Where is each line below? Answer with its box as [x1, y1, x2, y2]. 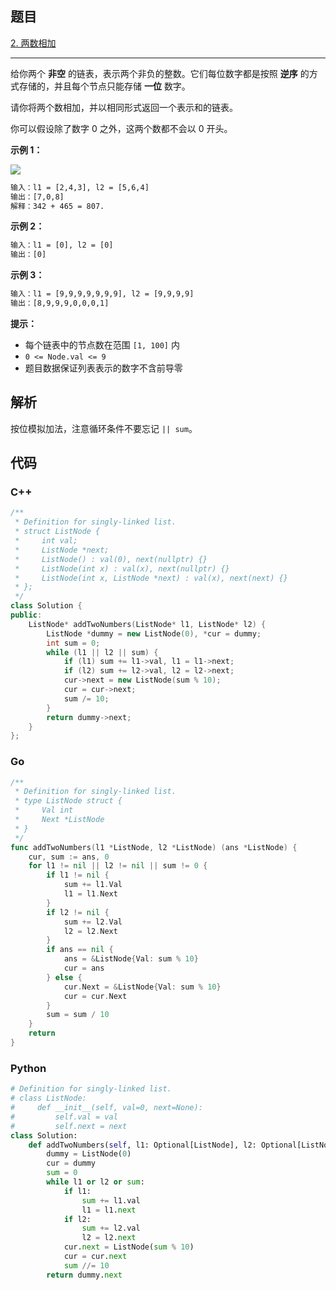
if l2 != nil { [46, 907, 110, 917]
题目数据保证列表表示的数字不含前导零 [24, 362, 183, 374]
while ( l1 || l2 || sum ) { [46, 647, 159, 657]
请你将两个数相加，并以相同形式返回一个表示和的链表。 [10, 101, 238, 113]
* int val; [14, 536, 78, 546]
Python [10, 1061, 47, 1075]
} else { [46, 972, 83, 982]
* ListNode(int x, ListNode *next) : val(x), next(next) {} [14, 573, 288, 583]
